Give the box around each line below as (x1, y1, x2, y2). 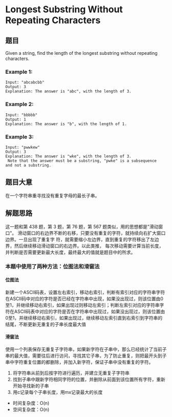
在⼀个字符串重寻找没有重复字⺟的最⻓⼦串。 (5, 192, 100, 198)
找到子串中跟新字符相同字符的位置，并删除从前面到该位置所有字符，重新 (12, 376, 165, 382)
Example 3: (5, 133, 34, 140)
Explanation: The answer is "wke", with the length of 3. (5, 154, 132, 159)
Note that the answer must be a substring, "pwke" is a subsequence (7, 158, 157, 163)
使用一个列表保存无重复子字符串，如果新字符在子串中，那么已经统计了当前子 (5, 346, 167, 352)
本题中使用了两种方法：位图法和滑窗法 (5, 263, 100, 270)
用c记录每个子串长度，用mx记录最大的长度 (12, 389, 103, 395)
